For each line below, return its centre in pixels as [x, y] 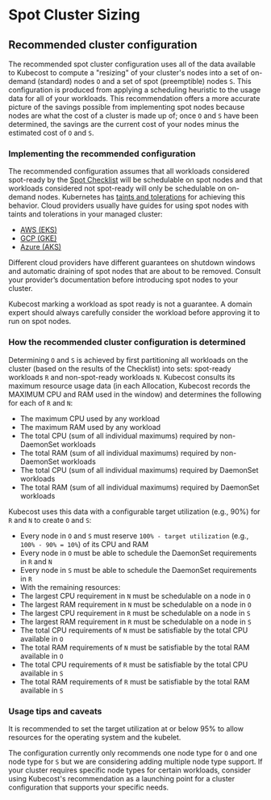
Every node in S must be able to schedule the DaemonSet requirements [138, 570]
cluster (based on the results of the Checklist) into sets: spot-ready [120, 368]
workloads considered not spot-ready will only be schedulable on [117, 188]
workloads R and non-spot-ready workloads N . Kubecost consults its [122, 377]
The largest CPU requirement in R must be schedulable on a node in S [135, 613]
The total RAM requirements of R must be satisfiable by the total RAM [135, 681]
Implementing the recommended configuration [102, 154]
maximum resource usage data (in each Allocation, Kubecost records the [129, 385]
